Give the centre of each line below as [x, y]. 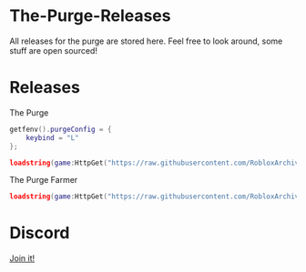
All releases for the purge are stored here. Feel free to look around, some [146, 41]
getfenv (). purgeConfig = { [61, 129]
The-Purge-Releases [90, 16]
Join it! [22, 258]
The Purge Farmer [44, 180]
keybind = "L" [52, 137]
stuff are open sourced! [54, 50]
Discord [40, 233]
